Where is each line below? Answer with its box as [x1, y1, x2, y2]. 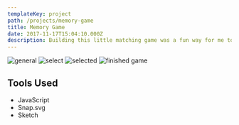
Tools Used [7, 77, 58, 89]
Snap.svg [17, 103, 46, 112]
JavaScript [17, 95, 50, 104]
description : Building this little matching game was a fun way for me [7, 37, 224, 44]
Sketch [17, 111, 39, 119]
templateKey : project [7, 10, 72, 18]
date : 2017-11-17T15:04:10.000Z [7, 30, 103, 38]
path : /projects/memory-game [7, 17, 94, 24]
